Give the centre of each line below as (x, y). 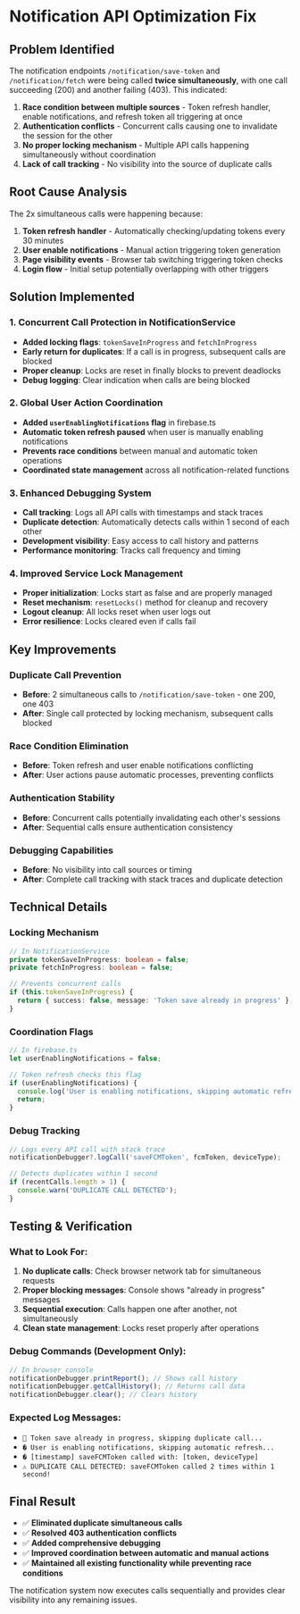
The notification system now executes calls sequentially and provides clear (147, 1591)
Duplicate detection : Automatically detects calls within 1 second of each (156, 522)
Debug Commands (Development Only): (98, 1351)
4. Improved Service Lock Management (96, 573)
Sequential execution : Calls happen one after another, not (129, 1309)
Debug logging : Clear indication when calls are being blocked (136, 380)
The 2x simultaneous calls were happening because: (106, 213)
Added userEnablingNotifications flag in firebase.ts (119, 422)
